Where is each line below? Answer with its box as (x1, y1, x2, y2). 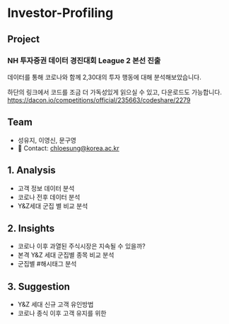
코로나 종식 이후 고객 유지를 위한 (17, 309, 107, 318)
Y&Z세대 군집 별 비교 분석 (17, 201, 88, 210)
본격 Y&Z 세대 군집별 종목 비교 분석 (17, 251, 114, 259)
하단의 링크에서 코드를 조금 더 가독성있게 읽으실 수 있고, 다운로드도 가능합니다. (7, 88, 223, 96)
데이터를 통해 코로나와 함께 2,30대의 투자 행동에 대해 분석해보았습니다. (7, 73, 201, 81)
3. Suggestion (7, 280, 71, 292)
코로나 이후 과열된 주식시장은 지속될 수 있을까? (17, 242, 146, 251)
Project (7, 33, 40, 45)
